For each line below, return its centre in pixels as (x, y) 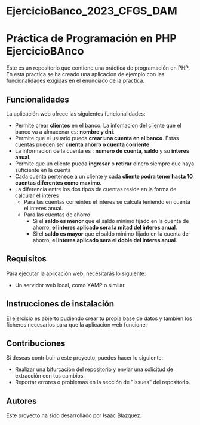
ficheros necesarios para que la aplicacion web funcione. (77, 324)
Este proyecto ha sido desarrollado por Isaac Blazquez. (74, 415)
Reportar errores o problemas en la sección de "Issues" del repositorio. (102, 382)
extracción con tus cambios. (50, 376)
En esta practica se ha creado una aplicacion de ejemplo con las (85, 74)
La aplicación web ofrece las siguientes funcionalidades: (76, 114)
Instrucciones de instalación (60, 304)
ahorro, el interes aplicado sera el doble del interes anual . (105, 240)
